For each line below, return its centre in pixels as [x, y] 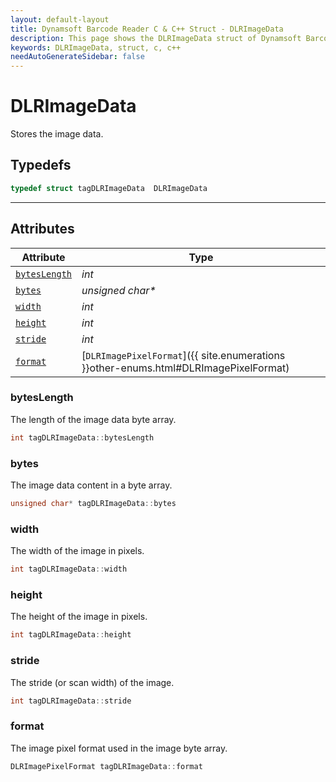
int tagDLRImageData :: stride [71, 701]
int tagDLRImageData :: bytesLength [82, 437]
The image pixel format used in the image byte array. [119, 748]
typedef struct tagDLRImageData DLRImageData [109, 188]
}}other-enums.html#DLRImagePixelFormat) [185, 368]
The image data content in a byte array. [91, 485]
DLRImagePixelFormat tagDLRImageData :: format [106, 766]
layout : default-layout [60, 19]
